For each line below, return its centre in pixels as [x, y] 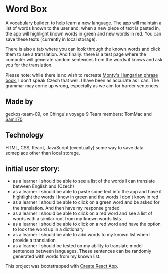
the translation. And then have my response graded [66, 208]
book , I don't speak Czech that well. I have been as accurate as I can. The [82, 80]
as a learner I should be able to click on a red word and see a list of [82, 213]
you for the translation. [29, 65]
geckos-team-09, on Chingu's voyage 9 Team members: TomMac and [78, 114]
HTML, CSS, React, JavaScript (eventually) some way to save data [74, 147]
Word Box [26, 9]
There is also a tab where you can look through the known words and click [83, 49]
